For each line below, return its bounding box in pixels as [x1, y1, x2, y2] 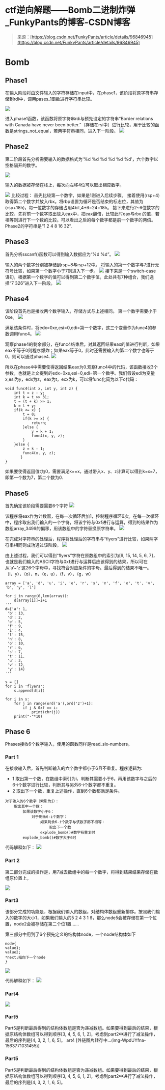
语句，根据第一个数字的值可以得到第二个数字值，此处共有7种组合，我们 [5, 274, 150, 280]
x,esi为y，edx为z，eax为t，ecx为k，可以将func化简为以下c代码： [5, 376, 138, 382]
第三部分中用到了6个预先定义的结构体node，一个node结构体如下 [5, 931, 136, 937]
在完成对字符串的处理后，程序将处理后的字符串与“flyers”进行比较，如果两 [5, 536, 154, 542]
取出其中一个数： [14, 804, 43, 809]
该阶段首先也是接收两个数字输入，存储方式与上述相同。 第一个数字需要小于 [5, 308, 157, 314]
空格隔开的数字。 [5, 162, 40, 168]
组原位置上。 [5, 875, 31, 881]
